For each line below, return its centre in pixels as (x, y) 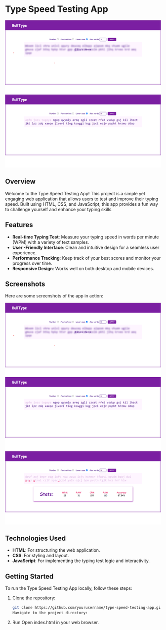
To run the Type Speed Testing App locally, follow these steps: (69, 588)
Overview (21, 182)
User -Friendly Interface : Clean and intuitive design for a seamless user (86, 247)
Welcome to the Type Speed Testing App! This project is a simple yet (75, 193)
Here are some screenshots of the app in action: (54, 296)
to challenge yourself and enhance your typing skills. (59, 209)
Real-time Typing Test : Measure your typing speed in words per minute (85, 237)
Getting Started (29, 576)
